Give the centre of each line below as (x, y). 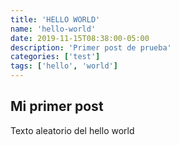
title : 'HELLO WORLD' (55, 19)
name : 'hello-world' (53, 29)
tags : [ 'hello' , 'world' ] (64, 66)
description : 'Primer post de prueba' (91, 47)
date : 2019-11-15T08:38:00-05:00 (80, 38)
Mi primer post (57, 106)
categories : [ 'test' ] (55, 57)
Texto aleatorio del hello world (72, 130)
